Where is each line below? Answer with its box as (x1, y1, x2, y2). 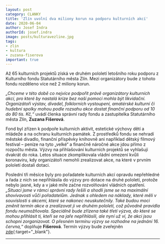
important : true (5, 57, 39, 62)
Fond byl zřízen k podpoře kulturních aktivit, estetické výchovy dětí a (5, 126, 144, 132)
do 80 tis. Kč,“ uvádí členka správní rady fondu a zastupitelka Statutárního (5, 111, 156, 117)
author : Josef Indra (5, 25, 48, 30)
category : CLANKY (5, 12, 41, 17)
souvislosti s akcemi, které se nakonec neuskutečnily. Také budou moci (5, 198, 150, 203)
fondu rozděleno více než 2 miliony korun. (5, 81, 90, 87)
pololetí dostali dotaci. (5, 162, 50, 168)
